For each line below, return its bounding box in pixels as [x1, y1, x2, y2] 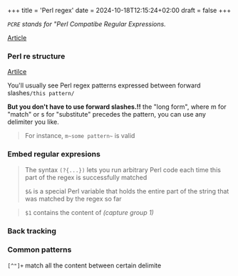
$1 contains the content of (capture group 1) [24, 208, 155, 216]
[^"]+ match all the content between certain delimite [7, 261, 162, 270]
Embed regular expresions [7, 149, 101, 159]
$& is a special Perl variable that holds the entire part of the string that [24, 186, 229, 195]
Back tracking [7, 225, 57, 235]
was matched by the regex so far [24, 194, 123, 203]
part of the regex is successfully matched [24, 173, 148, 181]
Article [7, 33, 27, 42]
